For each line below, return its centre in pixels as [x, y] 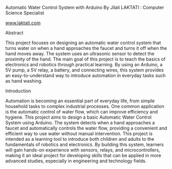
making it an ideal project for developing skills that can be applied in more [83, 155]
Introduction [18, 91]
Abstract [14, 33]
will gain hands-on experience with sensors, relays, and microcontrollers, [83, 150]
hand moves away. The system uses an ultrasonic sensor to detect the [80, 54]
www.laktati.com [23, 23]
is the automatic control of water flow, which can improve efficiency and [82, 112]
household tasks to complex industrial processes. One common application [85, 106]
